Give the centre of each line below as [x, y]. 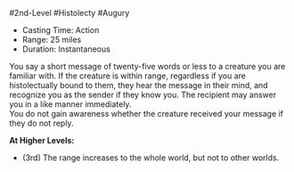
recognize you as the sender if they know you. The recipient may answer [143, 94]
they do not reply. [41, 123]
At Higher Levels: [42, 140]
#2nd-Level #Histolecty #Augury [69, 13]
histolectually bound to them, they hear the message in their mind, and [139, 85]
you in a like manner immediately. [70, 104]
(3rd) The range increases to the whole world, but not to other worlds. [151, 158]
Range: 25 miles [52, 40]
